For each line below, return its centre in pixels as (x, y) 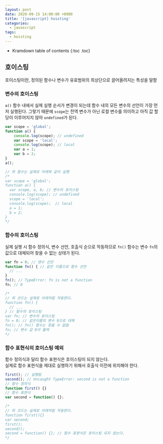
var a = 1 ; (25, 149)
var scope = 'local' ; (36, 140)
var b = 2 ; (25, 154)
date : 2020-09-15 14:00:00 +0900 (39, 14)
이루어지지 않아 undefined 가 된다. (46, 117)
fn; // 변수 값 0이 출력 (27, 330)
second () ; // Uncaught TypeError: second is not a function (67, 379)
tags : (10, 32)
